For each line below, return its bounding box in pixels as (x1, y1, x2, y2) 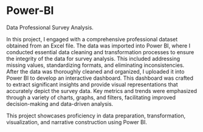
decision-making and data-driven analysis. (6, 100, 114, 107)
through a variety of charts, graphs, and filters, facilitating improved (6, 94, 176, 101)
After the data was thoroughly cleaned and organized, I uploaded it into (6, 68, 185, 75)
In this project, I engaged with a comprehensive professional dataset (6, 35, 178, 43)
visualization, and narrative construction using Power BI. (6, 118, 147, 125)
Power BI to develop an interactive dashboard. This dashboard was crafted (6, 74, 193, 82)
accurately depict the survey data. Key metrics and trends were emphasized (6, 87, 198, 94)
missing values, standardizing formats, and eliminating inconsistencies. (6, 61, 185, 69)
